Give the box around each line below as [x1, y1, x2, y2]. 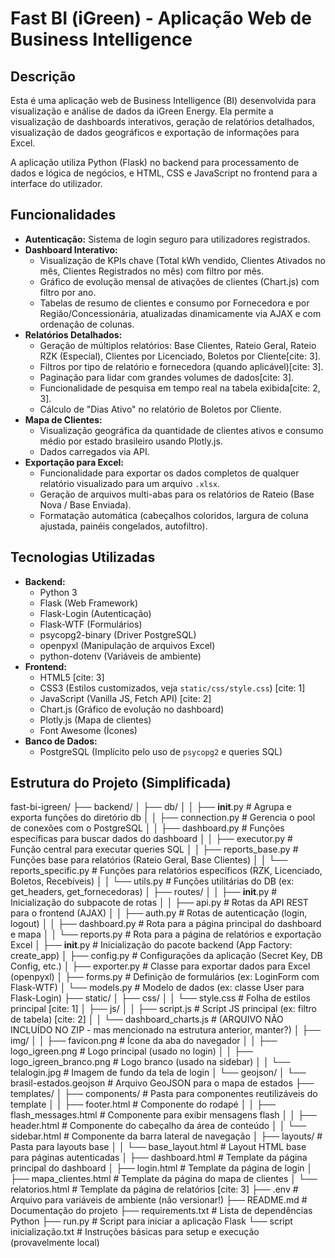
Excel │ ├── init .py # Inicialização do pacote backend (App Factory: [10, 939, 293, 951]
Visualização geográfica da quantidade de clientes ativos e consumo [39, 424, 324, 436]
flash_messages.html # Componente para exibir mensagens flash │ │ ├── [10, 1109, 317, 1121]
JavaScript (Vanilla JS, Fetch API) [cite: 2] [39, 692, 212, 704]
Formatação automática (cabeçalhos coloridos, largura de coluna [39, 509, 309, 521]
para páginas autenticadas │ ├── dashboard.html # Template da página [10, 1152, 308, 1164]
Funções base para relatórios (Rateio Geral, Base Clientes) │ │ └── [10, 854, 288, 866]
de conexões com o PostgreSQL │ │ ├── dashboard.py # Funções [10, 822, 285, 834]
